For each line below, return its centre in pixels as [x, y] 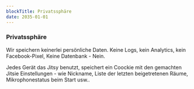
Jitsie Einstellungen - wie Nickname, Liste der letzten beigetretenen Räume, [97, 73]
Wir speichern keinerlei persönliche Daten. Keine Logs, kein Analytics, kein [96, 49]
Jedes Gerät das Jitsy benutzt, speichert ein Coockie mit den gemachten [94, 67]
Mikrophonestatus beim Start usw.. [48, 80]
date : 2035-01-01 [27, 17]
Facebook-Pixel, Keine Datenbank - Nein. [56, 56]
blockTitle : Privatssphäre [39, 11]
